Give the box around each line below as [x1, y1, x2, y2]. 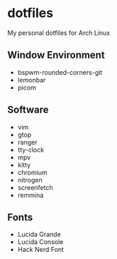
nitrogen [17, 176, 43, 184]
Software [7, 104, 49, 116]
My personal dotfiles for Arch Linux [7, 28, 111, 37]
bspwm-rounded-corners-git [17, 68, 103, 76]
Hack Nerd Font [17, 245, 64, 254]
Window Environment [7, 49, 105, 61]
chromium [17, 168, 48, 176]
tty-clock [17, 145, 45, 154]
